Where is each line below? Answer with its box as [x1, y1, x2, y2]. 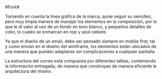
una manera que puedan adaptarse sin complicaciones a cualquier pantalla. [5, 48, 156, 54]
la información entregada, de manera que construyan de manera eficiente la [5, 63, 157, 69]
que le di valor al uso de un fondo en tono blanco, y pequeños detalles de [5, 24, 151, 30]
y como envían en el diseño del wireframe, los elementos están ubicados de [5, 44, 157, 49]
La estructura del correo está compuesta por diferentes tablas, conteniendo [5, 58, 156, 63]
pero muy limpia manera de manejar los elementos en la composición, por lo [5, 19, 157, 24]
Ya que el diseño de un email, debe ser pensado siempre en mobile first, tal [5, 38, 155, 44]
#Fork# [5, 4, 20, 10]
